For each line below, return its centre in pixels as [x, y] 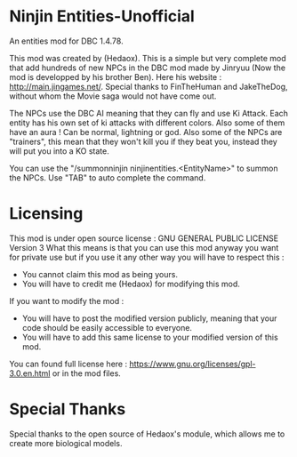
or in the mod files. [87, 373]
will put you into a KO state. [59, 151]
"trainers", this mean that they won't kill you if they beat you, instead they [143, 141]
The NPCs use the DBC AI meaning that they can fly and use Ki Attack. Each [149, 113]
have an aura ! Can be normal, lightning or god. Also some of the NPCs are [146, 132]
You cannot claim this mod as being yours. [100, 274]
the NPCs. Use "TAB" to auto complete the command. [108, 177]
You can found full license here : [68, 364]
